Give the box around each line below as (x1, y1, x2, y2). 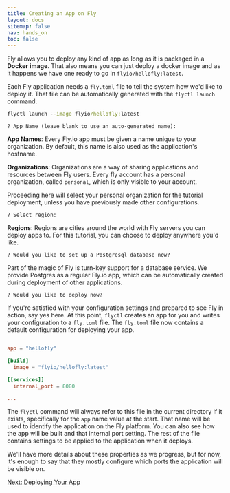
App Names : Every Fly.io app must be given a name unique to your (7, 135, 197, 143)
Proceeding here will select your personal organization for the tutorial (7, 191, 203, 199)
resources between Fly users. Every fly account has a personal (7, 170, 185, 178)
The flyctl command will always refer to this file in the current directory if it (7, 408, 222, 416)
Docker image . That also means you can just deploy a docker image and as (7, 62, 221, 70)
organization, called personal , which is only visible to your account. (7, 178, 198, 186)
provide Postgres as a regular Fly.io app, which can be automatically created (7, 271, 224, 279)
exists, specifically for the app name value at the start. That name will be (7, 415, 211, 423)
